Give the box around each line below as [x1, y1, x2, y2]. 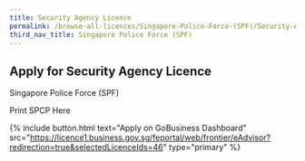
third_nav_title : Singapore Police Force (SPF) [9, 30, 193, 39]
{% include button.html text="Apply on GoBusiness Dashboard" [9, 123, 247, 134]
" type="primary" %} [162, 142, 241, 153]
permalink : [9, 22, 51, 31]
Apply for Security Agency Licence [9, 63, 212, 79]
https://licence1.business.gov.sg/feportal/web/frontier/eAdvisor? [30, 132, 271, 143]
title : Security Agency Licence [9, 13, 132, 23]
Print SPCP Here [9, 105, 71, 116]
